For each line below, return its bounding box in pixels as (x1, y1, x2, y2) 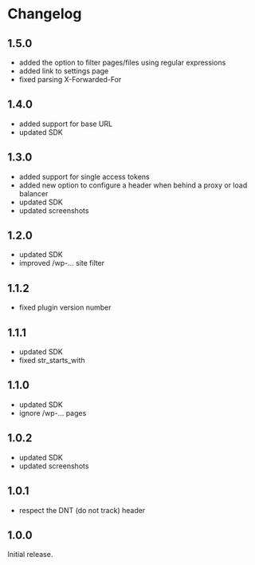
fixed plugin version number (18, 302, 112, 312)
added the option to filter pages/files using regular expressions (18, 57, 226, 67)
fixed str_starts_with (18, 356, 85, 365)
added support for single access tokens (18, 172, 150, 181)
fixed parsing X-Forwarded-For (18, 75, 122, 84)
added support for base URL (18, 119, 113, 128)
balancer (18, 188, 49, 198)
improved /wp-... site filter (18, 259, 105, 268)
